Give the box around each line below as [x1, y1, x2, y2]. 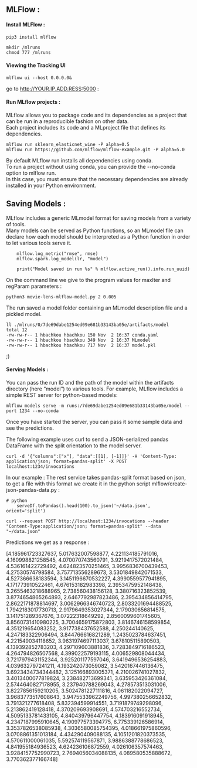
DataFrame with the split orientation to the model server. [6, 442, 142, 449]
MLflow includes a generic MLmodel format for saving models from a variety [6, 214, 191, 222]
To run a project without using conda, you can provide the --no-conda [6, 164, 176, 170]
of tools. [6, 220, 26, 227]
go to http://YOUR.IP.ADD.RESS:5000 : [6, 85, 99, 92]
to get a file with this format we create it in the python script [6, 480, 151, 487]
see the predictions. [6, 424, 55, 431]
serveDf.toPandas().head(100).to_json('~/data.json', [16, 503, 151, 509]
